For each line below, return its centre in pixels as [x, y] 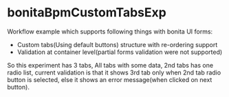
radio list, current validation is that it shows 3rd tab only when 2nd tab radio [114, 72]
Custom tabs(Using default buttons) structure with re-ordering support [117, 44]
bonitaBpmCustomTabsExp [87, 13]
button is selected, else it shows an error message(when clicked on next [110, 79]
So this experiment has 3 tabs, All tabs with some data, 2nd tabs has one [110, 65]
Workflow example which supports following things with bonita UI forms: [110, 31]
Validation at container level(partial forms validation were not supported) [120, 52]
